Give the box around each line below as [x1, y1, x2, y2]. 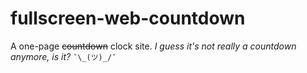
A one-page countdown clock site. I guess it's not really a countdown [10, 40, 297, 52]
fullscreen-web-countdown [10, 7, 246, 30]
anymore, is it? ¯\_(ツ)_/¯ [10, 50, 117, 62]
